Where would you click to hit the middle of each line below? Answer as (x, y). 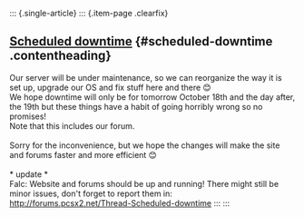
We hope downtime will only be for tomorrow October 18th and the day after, (152, 97)
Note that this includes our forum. (72, 125)
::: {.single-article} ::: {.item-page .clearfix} (89, 13)
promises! (28, 116)
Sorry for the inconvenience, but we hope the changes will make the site (145, 145)
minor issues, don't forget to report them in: (91, 193)
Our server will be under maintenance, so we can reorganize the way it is (146, 77)
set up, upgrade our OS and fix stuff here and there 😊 (110, 87)
